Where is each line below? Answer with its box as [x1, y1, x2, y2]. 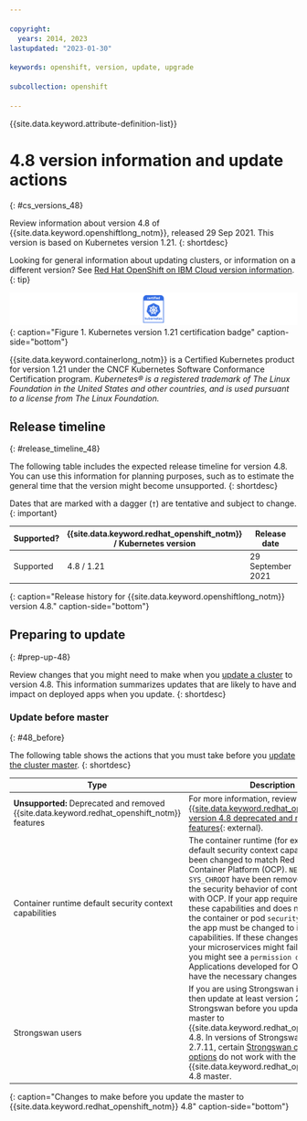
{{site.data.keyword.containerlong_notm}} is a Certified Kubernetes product [9, 354, 295, 365]
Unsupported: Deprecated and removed [13, 798, 165, 809]
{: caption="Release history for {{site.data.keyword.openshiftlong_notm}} [9, 590, 285, 602]
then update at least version [188, 993, 294, 1004]
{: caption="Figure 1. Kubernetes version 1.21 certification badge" [9, 326, 256, 337]
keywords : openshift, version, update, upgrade [9, 63, 195, 72]
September [249, 561, 292, 572]
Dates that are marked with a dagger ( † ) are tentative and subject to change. [9, 498, 297, 509]
